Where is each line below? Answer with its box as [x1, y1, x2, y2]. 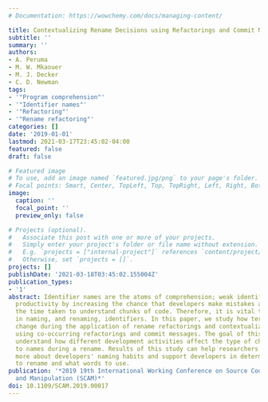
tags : [8, 86, 26, 94]
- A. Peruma [8, 56, 48, 64]
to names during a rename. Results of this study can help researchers [15, 344, 259, 352]
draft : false [8, 153, 52, 161]
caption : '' [15, 197, 56, 205]
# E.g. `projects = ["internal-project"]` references [8, 249, 198, 257]
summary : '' [8, 41, 48, 49]
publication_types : [8, 277, 73, 286]
